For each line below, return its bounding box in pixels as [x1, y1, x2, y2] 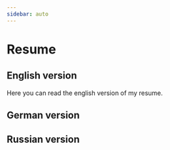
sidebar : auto [6, 10, 49, 18]
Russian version [6, 134, 80, 146]
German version [6, 109, 80, 121]
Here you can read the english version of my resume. [6, 89, 164, 97]
